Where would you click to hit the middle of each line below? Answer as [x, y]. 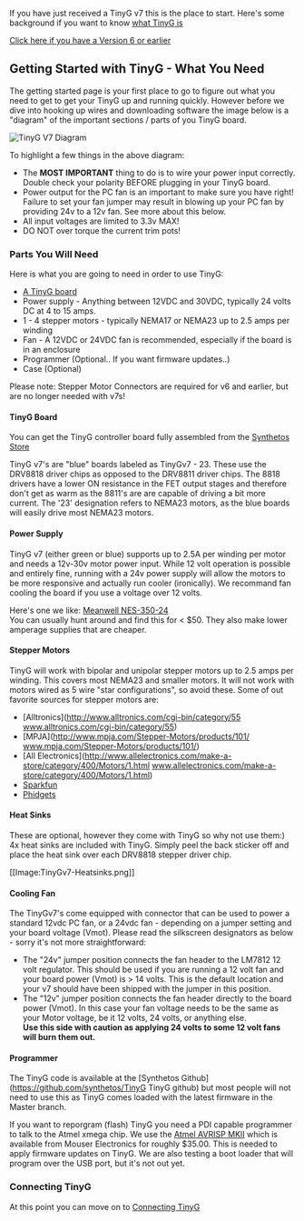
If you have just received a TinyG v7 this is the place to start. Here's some [147, 13]
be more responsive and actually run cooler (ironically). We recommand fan [151, 583]
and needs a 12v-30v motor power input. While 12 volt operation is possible [150, 564]
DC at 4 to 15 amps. [59, 311]
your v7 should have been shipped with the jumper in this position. [147, 989]
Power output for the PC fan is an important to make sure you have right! [158, 192]
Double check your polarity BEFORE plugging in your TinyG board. [146, 182]
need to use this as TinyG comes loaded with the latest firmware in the [142, 1097]
